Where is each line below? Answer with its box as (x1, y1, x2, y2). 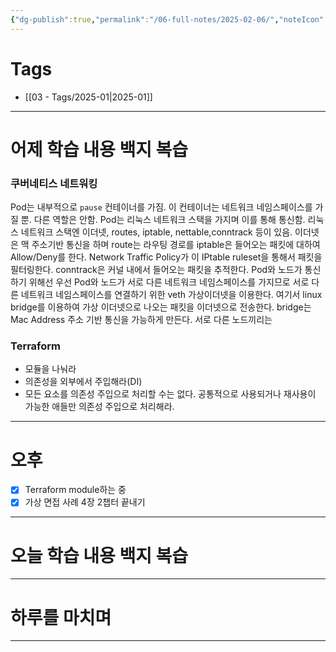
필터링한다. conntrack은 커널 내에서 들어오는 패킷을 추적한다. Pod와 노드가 (10, 264, 303, 276)
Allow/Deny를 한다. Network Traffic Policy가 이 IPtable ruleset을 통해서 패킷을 (10, 251, 323, 263)
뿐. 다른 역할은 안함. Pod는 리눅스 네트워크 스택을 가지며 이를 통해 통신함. (20, 214, 306, 226)
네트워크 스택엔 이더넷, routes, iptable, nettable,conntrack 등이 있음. (20, 226, 293, 238)
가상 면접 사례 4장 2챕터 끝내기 (24, 496, 146, 508)
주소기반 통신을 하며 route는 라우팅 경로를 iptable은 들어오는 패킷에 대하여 (31, 239, 321, 251)
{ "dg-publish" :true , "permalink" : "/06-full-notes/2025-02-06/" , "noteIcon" (10, 14, 325, 25)
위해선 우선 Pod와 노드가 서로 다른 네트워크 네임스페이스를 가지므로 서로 (28, 276, 310, 288)
